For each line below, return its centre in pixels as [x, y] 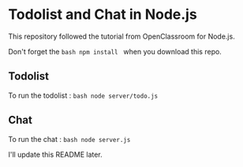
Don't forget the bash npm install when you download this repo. [115, 51]
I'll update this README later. [55, 154]
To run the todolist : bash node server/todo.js [83, 95]
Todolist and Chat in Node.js [103, 15]
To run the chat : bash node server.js [69, 139]
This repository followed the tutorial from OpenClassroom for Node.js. [121, 36]
